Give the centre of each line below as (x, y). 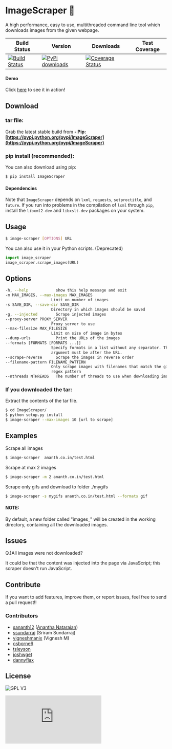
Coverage (148, 49)
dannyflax (23, 660)
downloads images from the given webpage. (52, 30)
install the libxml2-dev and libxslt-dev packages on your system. (75, 211)
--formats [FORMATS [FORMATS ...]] (43, 343)
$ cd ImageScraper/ (26, 410)
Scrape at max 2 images (31, 467)
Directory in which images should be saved (98, 309)
